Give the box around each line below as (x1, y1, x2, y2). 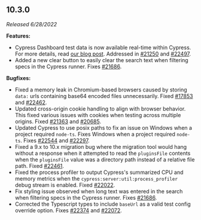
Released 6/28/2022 (6, 20, 57, 27)
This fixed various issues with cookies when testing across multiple (14, 111, 181, 118)
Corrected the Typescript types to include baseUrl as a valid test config (14, 200, 191, 207)
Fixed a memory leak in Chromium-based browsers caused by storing (14, 86, 187, 93)
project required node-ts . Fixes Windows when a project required (14, 130, 175, 137)
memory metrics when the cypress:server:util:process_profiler (14, 175, 178, 182)
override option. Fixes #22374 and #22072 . (14, 206, 123, 214)
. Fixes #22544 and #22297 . (20, 137, 90, 144)
